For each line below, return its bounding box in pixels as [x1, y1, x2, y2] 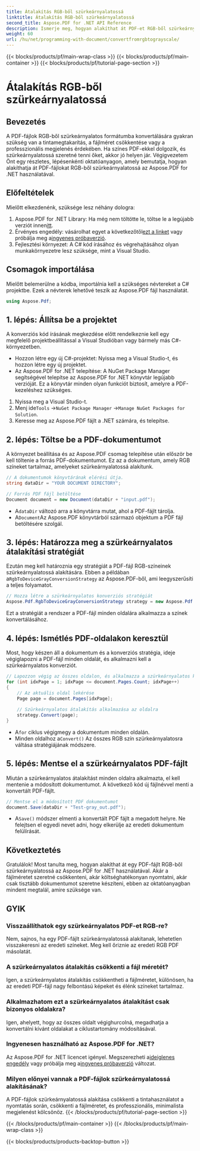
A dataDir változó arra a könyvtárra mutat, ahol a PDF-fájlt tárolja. [14, 507, 175, 515]
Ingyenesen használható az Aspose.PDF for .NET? [6, 1040, 155, 1048]
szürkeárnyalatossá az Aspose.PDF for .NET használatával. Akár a [6, 867, 168, 874]
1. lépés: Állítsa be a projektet [6, 314, 117, 325]
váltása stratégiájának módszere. [14, 741, 96, 748]
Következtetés [6, 845, 61, 855]
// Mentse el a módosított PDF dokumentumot [6, 798, 118, 804]
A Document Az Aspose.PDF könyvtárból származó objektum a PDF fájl [14, 513, 183, 521]
